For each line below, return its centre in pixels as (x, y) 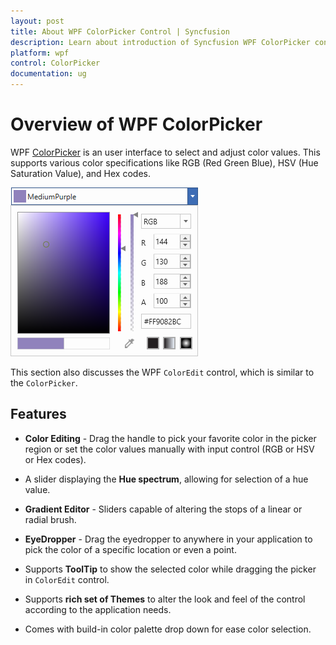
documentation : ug (48, 74)
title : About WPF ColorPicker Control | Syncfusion (120, 31)
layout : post (37, 21)
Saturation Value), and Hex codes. (80, 173)
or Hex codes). (55, 459)
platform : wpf (40, 53)
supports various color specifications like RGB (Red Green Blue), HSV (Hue (164, 162)
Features (38, 414)
